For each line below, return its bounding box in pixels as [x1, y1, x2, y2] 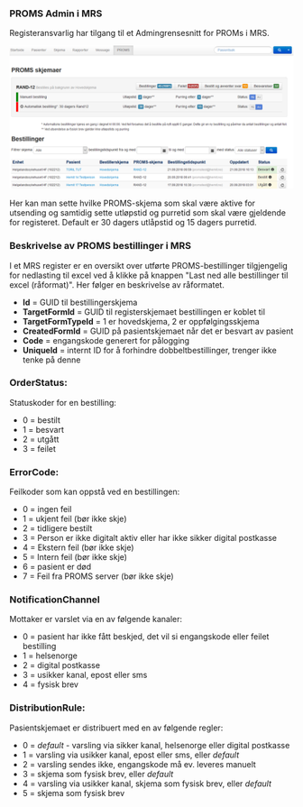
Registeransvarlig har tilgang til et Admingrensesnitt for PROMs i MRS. [9, 28, 271, 39]
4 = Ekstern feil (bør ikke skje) [22, 542, 134, 553]
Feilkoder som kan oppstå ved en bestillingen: [9, 486, 180, 498]
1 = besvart [22, 424, 65, 435]
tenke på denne [22, 354, 81, 365]
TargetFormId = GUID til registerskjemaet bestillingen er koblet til [22, 306, 266, 317]
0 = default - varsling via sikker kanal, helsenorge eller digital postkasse [22, 739, 290, 750]
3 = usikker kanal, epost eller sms [22, 670, 148, 681]
